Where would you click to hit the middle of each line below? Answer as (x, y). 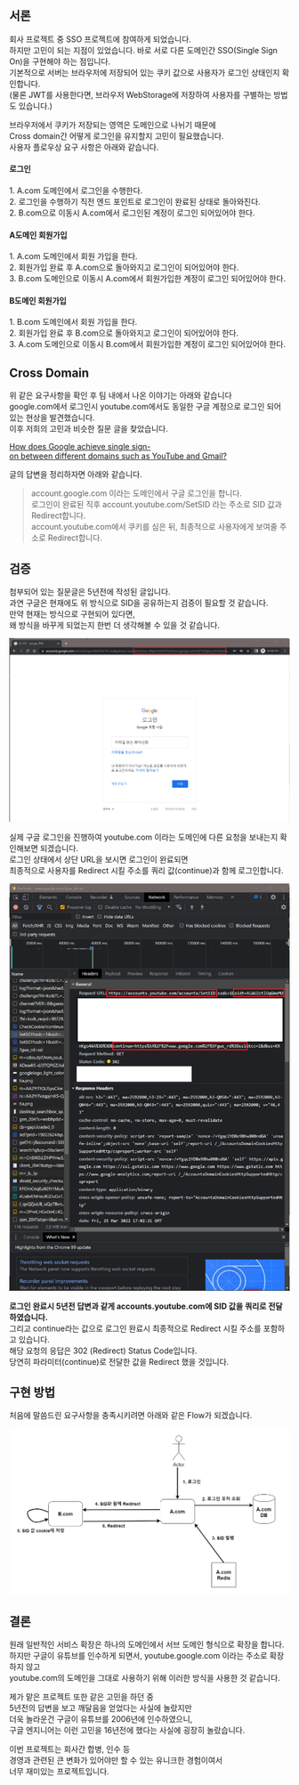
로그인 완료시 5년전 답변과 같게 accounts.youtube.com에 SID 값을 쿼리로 (138, 1306)
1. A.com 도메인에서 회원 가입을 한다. (73, 256)
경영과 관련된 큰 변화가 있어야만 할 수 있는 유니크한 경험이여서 (116, 1760)
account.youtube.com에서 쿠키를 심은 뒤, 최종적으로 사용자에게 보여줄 (154, 527)
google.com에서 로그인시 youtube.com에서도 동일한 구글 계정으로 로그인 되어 (145, 407)
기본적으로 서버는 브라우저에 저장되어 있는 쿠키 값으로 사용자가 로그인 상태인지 (145, 72)
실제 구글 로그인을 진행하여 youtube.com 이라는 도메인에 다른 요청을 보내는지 (144, 837)
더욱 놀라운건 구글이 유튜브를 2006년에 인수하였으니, (101, 1719)
